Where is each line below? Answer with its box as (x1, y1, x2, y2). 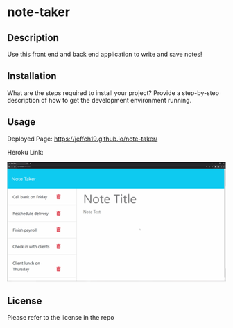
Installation (7, 70, 57, 82)
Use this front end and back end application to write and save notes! (7, 50, 202, 58)
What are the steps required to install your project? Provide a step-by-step (7, 88, 220, 97)
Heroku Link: (7, 148, 44, 156)
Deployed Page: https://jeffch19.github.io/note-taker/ (7, 135, 158, 143)
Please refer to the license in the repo (7, 313, 114, 322)
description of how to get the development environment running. (7, 96, 192, 104)
